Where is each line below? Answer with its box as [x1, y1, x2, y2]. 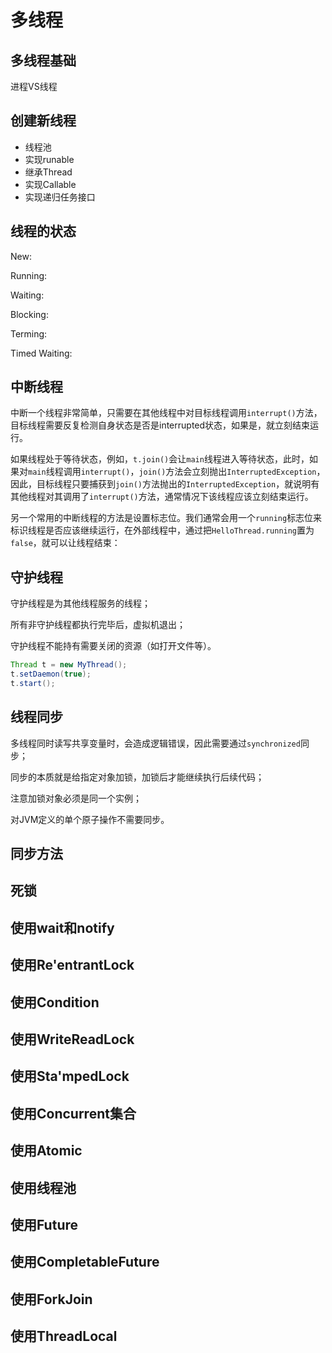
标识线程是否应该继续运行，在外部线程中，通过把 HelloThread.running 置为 [10, 524, 315, 536]
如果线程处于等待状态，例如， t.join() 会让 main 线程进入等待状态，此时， [10, 453, 310, 465]
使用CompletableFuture [10, 1254, 160, 1271]
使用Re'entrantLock [10, 957, 135, 974]
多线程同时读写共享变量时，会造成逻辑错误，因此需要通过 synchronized [10, 737, 301, 749]
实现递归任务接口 [24, 191, 96, 203]
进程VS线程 [10, 81, 58, 92]
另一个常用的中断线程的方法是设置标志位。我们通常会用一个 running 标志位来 [10, 512, 323, 524]
